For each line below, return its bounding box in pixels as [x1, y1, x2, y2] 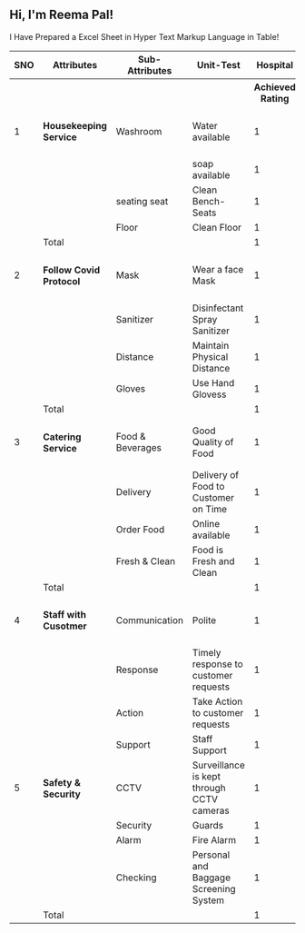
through [192, 781, 227, 794]
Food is [192, 543, 224, 556]
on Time [192, 502, 228, 515]
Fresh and [192, 554, 235, 567]
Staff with [43, 609, 86, 621]
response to [192, 658, 243, 670]
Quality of [192, 435, 234, 448]
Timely [192, 647, 221, 660]
